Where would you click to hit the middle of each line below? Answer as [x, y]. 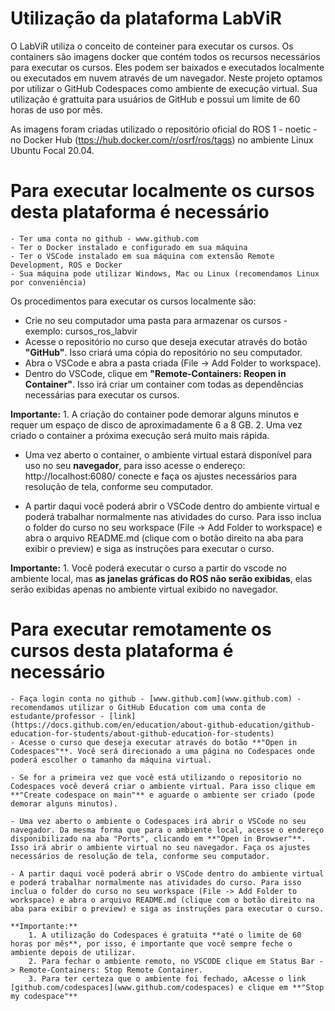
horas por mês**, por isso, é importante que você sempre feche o [151, 943]
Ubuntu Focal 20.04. [52, 150]
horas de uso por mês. [56, 109]
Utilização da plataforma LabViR [146, 18]
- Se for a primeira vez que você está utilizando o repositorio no [156, 777]
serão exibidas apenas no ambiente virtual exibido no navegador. [144, 589]
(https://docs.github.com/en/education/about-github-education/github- [162, 725]
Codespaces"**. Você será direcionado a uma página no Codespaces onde [162, 751]
